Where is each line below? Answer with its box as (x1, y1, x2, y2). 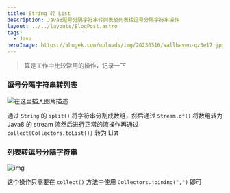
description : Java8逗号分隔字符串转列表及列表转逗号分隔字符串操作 (7, 16, 180, 23)
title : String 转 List (7, 10, 71, 17)
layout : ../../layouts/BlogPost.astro (7, 23, 118, 29)
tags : (7, 29, 23, 36)
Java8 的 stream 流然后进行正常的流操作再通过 (7, 120, 139, 129)
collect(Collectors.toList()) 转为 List (7, 129, 118, 137)
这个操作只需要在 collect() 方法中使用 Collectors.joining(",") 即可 (7, 177, 202, 185)
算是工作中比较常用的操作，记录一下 (23, 62, 127, 69)
